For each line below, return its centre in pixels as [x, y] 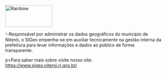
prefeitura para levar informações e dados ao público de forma [70, 45]
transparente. [19, 50]
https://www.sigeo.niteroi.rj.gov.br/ [41, 65]
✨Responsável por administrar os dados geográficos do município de [77, 34]
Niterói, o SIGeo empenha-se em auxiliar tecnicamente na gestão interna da [83, 40]
